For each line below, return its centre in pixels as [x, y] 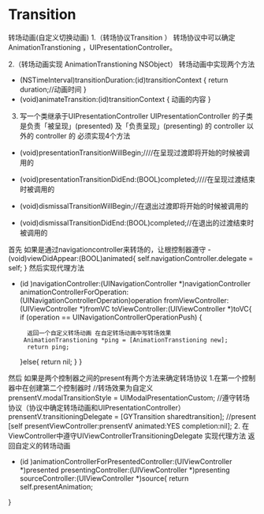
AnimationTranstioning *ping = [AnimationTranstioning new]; [126, 340]
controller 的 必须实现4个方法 [83, 135]
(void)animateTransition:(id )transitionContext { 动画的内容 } [115, 99]
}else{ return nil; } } [51, 361]
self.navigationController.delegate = [195, 258]
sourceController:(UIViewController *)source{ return [104, 478]
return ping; [48, 347]
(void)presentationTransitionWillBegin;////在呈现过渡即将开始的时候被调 [135, 153]
